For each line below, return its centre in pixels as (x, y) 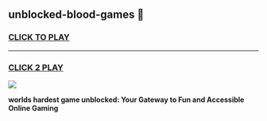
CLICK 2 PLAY (36, 67)
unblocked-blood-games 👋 (76, 15)
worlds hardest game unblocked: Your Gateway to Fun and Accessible (126, 100)
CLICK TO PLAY (39, 37)
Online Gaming (33, 107)
